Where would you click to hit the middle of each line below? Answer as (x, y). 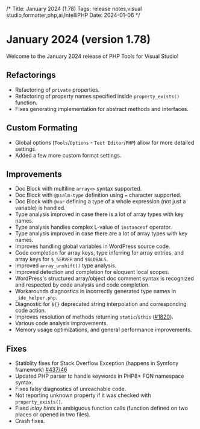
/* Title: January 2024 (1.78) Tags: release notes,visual (74, 9)
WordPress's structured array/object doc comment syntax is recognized (105, 278)
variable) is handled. (40, 208)
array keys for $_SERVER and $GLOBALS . (61, 259)
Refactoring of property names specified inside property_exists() (97, 96)
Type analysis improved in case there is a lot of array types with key (99, 214)
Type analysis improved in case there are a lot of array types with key (101, 234)
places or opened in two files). (53, 415)
